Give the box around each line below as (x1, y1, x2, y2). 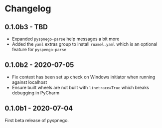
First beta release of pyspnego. (4, 117, 69, 123)
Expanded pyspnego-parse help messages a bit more (11, 36, 120, 42)
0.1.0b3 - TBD (4, 23, 48, 31)
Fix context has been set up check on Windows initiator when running (11, 74, 156, 80)
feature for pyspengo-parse (11, 47, 67, 52)
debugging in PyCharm (11, 90, 60, 96)
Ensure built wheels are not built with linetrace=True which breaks (11, 84, 149, 90)
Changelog (4, 3, 51, 14)
